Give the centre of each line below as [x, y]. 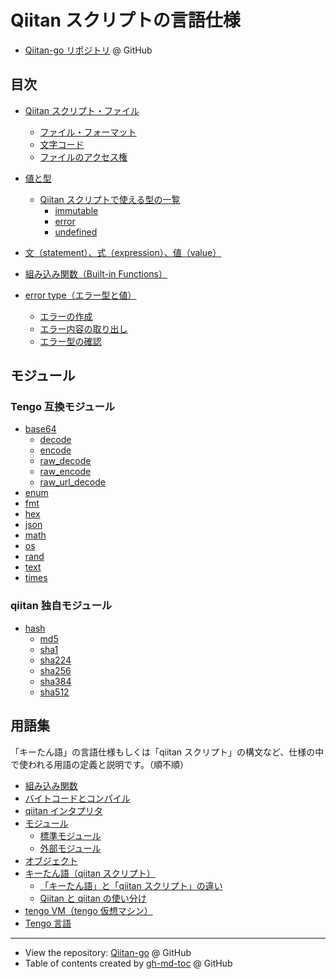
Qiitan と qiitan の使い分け [93, 898]
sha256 [55, 670]
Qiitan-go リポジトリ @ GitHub [88, 50]
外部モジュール [70, 848]
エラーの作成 [66, 316]
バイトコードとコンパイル [77, 798]
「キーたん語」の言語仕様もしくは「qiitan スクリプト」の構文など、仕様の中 [167, 752]
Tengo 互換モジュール [63, 407]
